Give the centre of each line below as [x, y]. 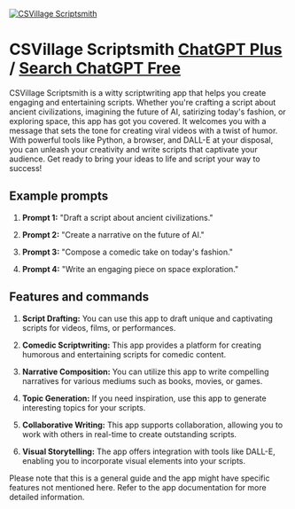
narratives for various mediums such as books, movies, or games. [142, 380]
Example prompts [59, 196]
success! [26, 168]
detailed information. [47, 497]
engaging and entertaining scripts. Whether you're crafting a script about [143, 102]
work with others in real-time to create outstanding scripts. [129, 434]
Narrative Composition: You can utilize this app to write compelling [145, 372]
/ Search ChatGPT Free [95, 69]
